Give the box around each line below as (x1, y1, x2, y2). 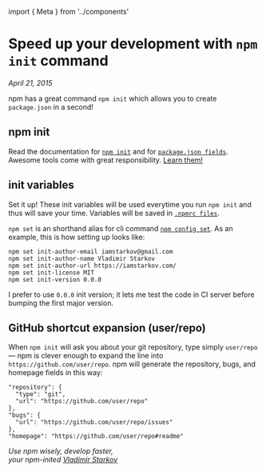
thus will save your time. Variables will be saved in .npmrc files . (8, 208, 220, 218)
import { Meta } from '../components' (8, 7, 129, 16)
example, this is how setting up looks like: (8, 232, 145, 242)
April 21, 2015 (8, 78, 53, 87)
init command (8, 52, 109, 70)
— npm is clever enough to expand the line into (8, 351, 164, 361)
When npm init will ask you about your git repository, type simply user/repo (8, 342, 258, 352)
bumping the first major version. (8, 298, 114, 307)
